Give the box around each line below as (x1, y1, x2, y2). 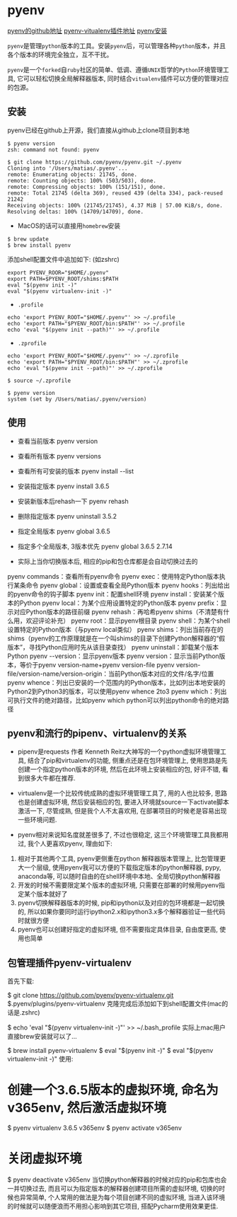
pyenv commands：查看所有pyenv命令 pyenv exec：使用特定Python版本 (7, 572, 219, 580)
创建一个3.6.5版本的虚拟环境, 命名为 (7, 1082, 219, 1098)
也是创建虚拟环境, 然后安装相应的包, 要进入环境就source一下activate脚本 (17, 798, 230, 807)
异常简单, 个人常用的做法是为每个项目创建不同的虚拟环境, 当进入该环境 (19, 1193, 225, 1201)
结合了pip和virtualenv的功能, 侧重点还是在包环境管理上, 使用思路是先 (27, 756, 228, 765)
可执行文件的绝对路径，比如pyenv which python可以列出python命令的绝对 (7, 696, 224, 704)
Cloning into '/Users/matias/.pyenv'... (7, 165, 129, 172)
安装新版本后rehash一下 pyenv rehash (17, 497, 129, 505)
